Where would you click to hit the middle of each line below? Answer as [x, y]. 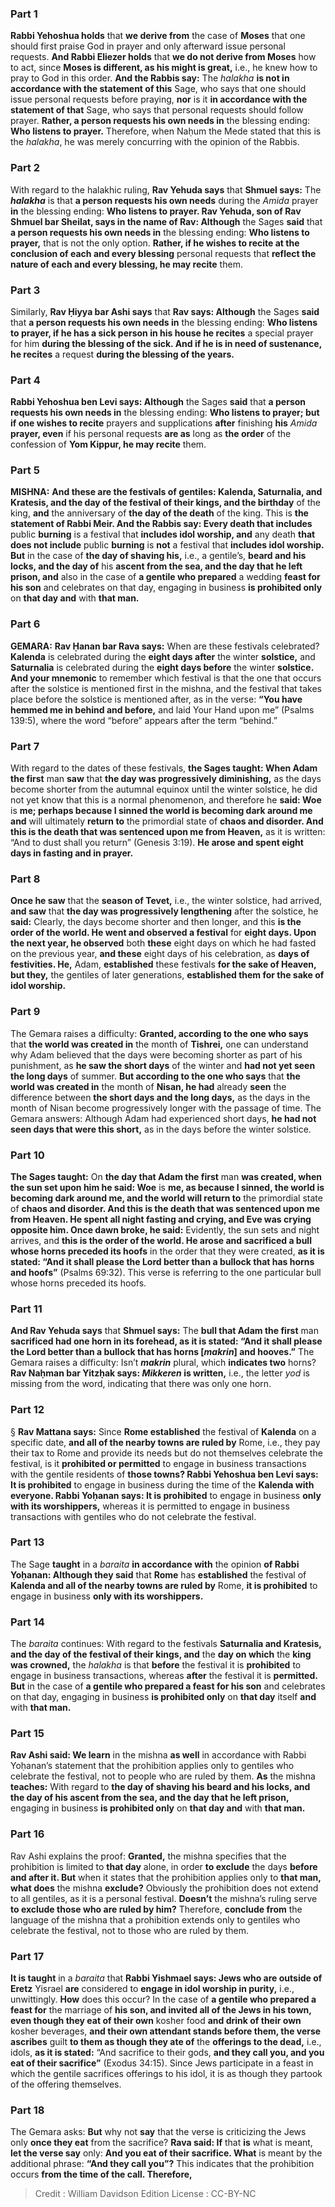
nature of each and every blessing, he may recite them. [126, 264]
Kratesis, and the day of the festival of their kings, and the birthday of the [165, 503]
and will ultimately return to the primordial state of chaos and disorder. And [167, 821]
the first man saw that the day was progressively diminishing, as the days [166, 779]
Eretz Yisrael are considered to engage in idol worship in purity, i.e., [152, 1989]
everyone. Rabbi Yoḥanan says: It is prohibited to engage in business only [166, 1495]
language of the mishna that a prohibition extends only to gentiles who [155, 1919]
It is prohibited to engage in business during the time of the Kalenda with [162, 1484]
